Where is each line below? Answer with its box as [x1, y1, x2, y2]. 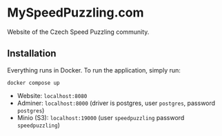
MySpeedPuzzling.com [7, 5, 144, 21]
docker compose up [7, 79, 60, 86]
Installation [7, 48, 57, 59]
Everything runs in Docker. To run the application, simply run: [7, 66, 181, 74]
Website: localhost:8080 [17, 91, 88, 99]
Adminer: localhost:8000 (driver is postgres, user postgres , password [17, 99, 216, 107]
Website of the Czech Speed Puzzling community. [7, 28, 150, 36]
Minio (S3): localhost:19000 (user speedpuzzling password [17, 113, 185, 122]
